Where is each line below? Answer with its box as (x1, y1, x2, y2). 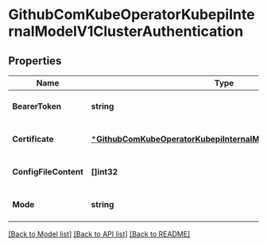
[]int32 (91, 167, 118, 177)
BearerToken (12, 101, 62, 112)
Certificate (12, 133, 54, 144)
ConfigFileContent (12, 167, 83, 177)
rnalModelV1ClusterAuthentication (8, 22, 244, 40)
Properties (8, 54, 62, 67)
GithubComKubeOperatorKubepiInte (8, 6, 256, 24)
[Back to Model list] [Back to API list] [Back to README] (8, 229, 191, 239)
